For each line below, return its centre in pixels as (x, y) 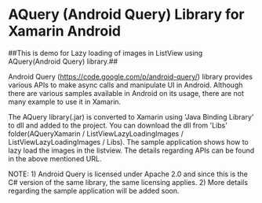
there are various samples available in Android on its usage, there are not (126, 93)
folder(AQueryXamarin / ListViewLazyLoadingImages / (96, 133)
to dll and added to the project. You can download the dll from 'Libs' (118, 125)
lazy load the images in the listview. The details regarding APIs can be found (131, 150)
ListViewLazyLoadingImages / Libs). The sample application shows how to (129, 142)
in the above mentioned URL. (55, 158)
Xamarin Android (65, 31)
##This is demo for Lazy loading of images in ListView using (106, 53)
